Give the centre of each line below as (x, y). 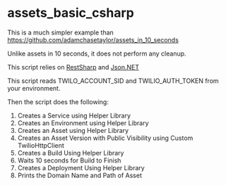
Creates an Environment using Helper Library (83, 123)
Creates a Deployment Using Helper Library (81, 167)
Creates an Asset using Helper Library (73, 130)
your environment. (34, 88)
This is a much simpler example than (61, 32)
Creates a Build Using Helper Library (71, 153)
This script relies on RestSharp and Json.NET (73, 67)
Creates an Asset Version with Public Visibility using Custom (105, 138)
